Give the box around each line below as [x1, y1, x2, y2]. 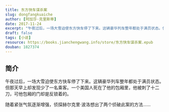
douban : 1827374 [5, 44, 39, 49]
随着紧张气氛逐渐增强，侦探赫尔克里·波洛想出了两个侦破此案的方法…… [5, 101, 151, 107]
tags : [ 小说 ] [5, 35, 31, 40]
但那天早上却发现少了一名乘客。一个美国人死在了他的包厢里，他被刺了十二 [5, 84, 159, 90]
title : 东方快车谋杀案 [5, 7, 48, 12]
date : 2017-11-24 [5, 21, 42, 26]
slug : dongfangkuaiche [5, 12, 53, 17]
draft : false [5, 30, 33, 35]
